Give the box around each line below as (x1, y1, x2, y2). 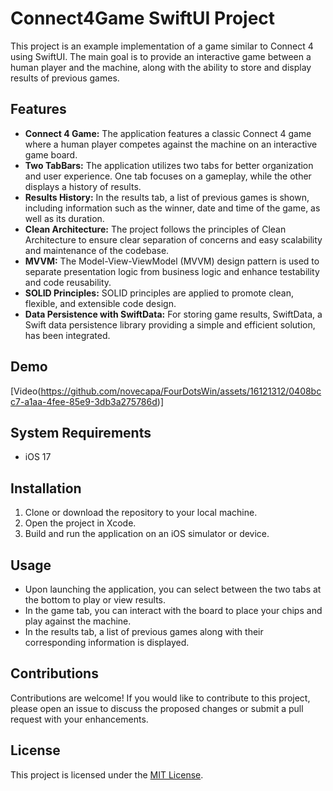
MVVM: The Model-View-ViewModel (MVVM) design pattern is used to (24, 255, 320, 267)
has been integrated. (24, 329, 111, 341)
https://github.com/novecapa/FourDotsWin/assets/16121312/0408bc (40, 385, 322, 397)
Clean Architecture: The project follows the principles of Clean (24, 223, 287, 235)
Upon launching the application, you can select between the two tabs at (24, 583, 322, 595)
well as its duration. (24, 212, 105, 224)
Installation (10, 480, 82, 497)
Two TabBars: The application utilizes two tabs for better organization (24, 159, 314, 171)
